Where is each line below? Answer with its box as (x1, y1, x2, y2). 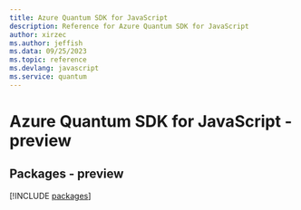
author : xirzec (9, 30, 67, 39)
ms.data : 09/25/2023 (9, 47, 88, 56)
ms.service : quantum (9, 72, 88, 81)
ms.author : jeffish (9, 38, 83, 48)
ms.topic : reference (9, 55, 88, 64)
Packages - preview (9, 167, 124, 182)
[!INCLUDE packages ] (9, 190, 92, 201)
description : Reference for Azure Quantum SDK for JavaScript (9, 22, 249, 31)
